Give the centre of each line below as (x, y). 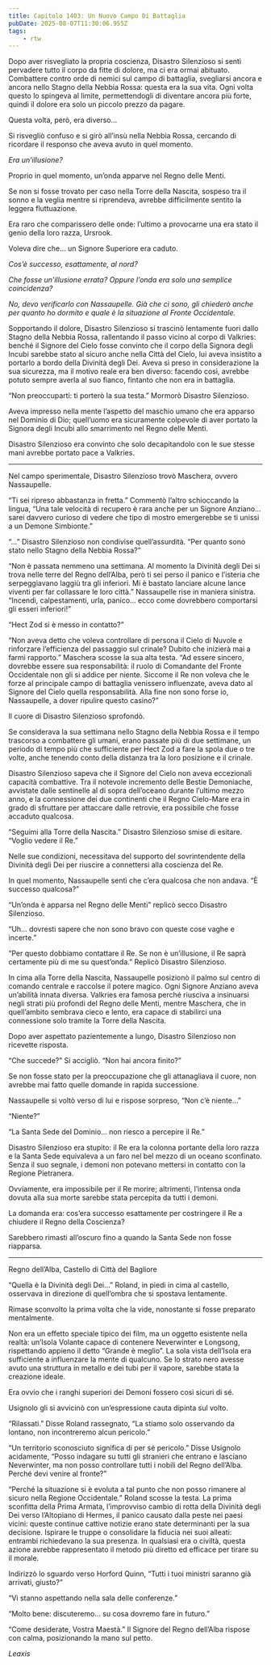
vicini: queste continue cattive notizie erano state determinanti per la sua (129, 1524)
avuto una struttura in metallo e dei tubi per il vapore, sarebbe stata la (124, 1368)
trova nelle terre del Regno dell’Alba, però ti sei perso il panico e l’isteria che (134, 574)
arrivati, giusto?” (35, 1582)
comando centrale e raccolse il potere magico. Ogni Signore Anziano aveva (133, 986)
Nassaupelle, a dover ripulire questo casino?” (83, 701)
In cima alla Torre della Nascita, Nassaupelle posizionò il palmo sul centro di (134, 978)
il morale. (24, 1558)
